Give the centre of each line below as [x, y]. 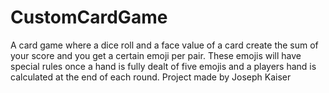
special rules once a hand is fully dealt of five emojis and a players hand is [163, 66]
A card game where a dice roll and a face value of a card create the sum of [164, 45]
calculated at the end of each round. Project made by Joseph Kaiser [151, 77]
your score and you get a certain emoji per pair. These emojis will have [156, 55]
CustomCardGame [89, 17]
